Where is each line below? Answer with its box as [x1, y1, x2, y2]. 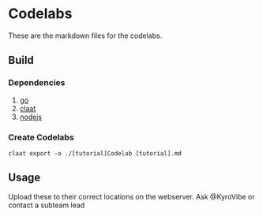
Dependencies [8, 77, 66, 88]
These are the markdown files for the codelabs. [8, 31, 163, 40]
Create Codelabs [8, 132, 74, 143]
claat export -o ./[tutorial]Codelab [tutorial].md [8, 149, 182, 158]
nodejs [19, 112, 42, 121]
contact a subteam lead [8, 200, 85, 210]
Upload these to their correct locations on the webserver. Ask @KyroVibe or [8, 192, 255, 201]
